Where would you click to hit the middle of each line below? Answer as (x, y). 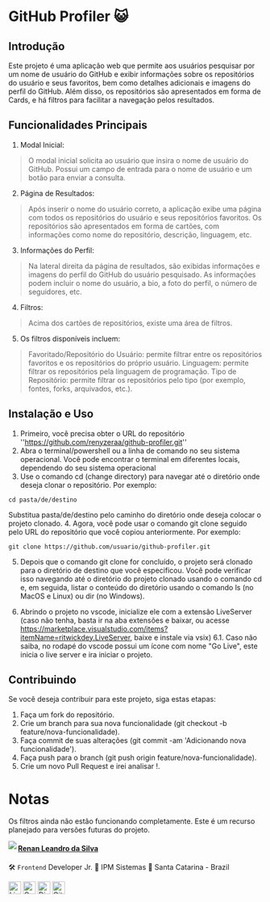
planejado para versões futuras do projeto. (79, 830)
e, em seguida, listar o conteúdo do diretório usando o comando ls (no (137, 587)
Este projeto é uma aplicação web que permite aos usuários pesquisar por (132, 65)
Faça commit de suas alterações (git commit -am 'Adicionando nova (133, 740)
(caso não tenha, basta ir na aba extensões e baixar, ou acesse (125, 620)
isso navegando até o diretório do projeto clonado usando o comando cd (141, 579)
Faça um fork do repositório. (67, 715)
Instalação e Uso (51, 414)
